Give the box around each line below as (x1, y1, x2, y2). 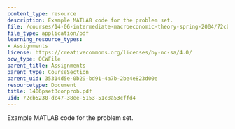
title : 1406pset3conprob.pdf (7, 88, 92, 95)
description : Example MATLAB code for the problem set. (7, 17, 173, 24)
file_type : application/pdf (7, 29, 90, 37)
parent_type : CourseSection (7, 68, 90, 75)
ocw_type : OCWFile (7, 56, 61, 63)
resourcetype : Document (7, 82, 77, 89)
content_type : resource (7, 10, 77, 17)
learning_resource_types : (7, 36, 83, 43)
